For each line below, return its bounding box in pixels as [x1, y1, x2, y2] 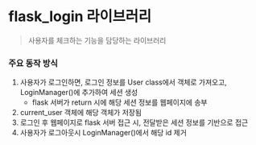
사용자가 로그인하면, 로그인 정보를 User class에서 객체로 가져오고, [19, 77, 227, 87]
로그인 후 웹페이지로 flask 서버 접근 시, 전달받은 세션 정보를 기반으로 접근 [19, 118, 249, 127]
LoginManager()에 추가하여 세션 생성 [19, 88, 138, 97]
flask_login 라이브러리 [8, 7, 152, 26]
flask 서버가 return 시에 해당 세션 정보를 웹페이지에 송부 [31, 97, 208, 107]
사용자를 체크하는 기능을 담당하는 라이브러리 [27, 35, 167, 45]
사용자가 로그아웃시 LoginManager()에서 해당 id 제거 [19, 128, 188, 138]
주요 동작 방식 [8, 57, 59, 68]
